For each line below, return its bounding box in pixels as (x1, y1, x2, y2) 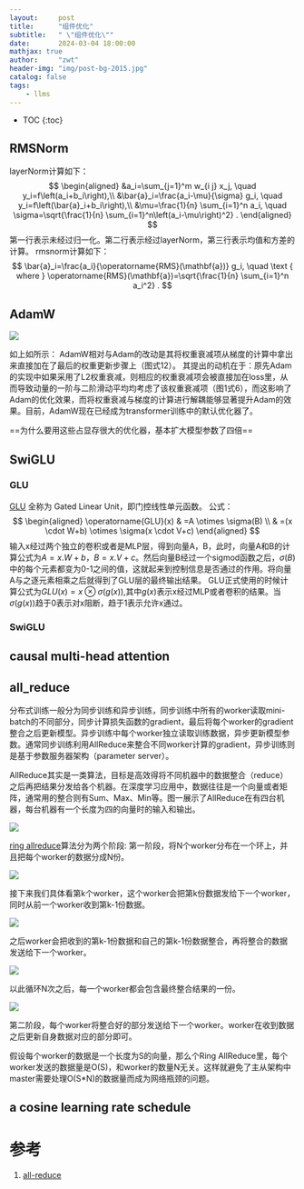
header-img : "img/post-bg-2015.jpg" (9, 65, 148, 74)
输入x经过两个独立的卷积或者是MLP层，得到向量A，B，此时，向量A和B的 (9, 540, 283, 551)
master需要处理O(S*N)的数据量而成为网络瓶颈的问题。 (9, 1073, 215, 1084)
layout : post (9, 13, 75, 23)
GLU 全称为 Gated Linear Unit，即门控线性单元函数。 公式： (9, 501, 233, 512)
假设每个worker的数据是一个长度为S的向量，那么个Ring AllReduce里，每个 (9, 1050, 289, 1061)
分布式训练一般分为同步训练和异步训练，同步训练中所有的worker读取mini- (9, 704, 286, 715)
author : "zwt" (9, 55, 79, 65)
